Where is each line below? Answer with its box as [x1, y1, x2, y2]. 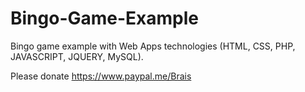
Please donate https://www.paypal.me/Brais [10, 70, 192, 82]
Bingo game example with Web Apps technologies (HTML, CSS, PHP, [10, 40, 296, 52]
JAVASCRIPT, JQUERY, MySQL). [10, 50, 144, 62]
